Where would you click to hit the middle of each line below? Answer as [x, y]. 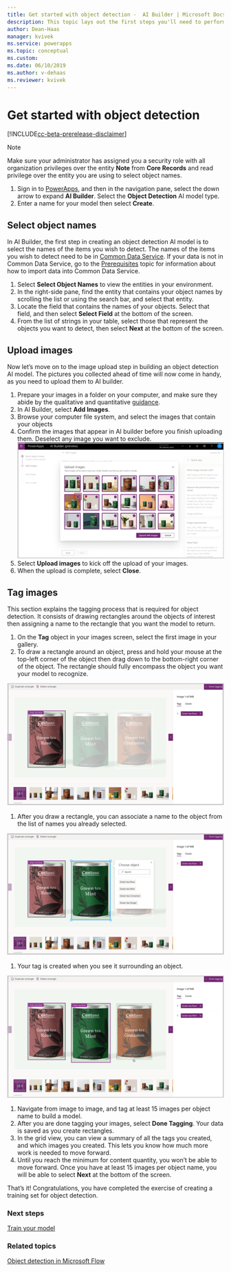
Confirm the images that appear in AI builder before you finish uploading [120, 432]
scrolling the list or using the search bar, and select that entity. [105, 299]
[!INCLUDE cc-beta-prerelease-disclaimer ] [67, 134]
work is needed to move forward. [64, 1153]
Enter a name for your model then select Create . [86, 203]
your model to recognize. [53, 674]
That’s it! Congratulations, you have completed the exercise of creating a [110, 1188]
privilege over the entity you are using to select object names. [95, 175]
